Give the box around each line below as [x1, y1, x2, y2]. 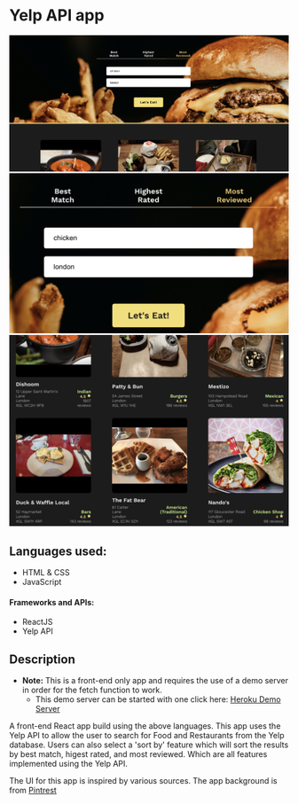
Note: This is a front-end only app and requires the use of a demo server [21, 675, 289, 686]
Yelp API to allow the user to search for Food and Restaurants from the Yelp [9, 730, 285, 741]
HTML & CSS [21, 567, 70, 577]
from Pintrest [9, 785, 58, 796]
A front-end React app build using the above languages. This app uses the [9, 721, 281, 731]
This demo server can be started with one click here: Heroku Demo [35, 694, 281, 705]
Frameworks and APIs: [9, 597, 95, 607]
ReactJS [21, 617, 53, 628]
